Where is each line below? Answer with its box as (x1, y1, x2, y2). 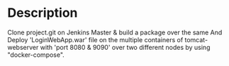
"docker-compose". (7, 51, 65, 59)
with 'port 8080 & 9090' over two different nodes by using (40, 43, 211, 51)
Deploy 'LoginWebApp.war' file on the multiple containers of (7, 35, 184, 44)
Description (7, 5, 78, 21)
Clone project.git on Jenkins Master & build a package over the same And (7, 28, 223, 37)
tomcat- (184, 35, 208, 44)
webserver (7, 43, 39, 51)
